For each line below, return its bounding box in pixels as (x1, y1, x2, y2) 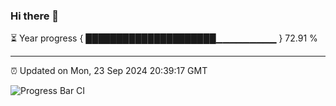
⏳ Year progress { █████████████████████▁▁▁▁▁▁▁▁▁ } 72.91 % (10, 32, 318, 44)
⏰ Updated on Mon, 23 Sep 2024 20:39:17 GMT (10, 65, 208, 77)
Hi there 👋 (10, 9, 60, 23)
